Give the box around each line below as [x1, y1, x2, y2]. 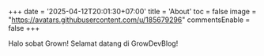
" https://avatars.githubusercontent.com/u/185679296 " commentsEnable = [8, 15, 251, 24]
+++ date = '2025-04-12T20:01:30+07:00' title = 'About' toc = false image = [8, 7, 257, 16]
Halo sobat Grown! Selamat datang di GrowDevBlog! [8, 39, 179, 48]
